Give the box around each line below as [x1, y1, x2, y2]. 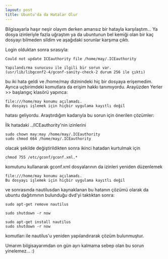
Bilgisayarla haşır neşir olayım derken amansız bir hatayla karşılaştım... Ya [5, 26, 158, 32]
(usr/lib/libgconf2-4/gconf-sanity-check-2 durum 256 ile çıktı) [5, 69, 145, 75]
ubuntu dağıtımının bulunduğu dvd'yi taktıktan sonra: [5, 192, 115, 198]
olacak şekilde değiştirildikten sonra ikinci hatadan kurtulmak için [5, 145, 140, 151]
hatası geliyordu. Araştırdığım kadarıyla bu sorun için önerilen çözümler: [5, 112, 155, 118]
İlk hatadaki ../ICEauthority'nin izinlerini [5, 122, 87, 128]
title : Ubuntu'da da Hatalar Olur [5, 12, 78, 17]
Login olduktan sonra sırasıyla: [5, 46, 69, 53]
